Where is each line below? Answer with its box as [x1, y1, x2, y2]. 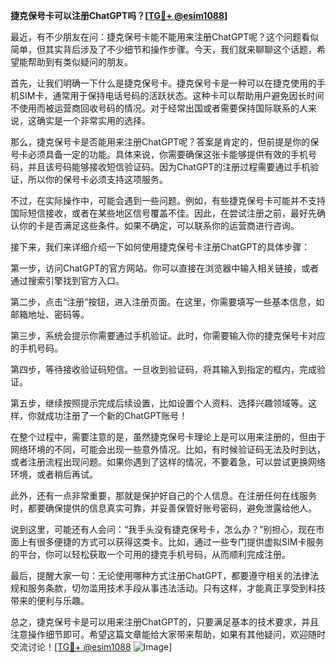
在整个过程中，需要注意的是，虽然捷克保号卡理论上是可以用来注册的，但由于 [10, 431, 326, 443]
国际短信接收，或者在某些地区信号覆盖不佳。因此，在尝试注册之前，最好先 [10, 207, 317, 219]
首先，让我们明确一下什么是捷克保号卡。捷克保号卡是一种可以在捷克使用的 [10, 77, 317, 89]
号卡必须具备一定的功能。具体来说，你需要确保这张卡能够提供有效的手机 [10, 149, 308, 160]
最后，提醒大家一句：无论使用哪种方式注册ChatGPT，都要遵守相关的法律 [10, 570, 311, 581]
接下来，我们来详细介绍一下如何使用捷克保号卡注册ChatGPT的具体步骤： [10, 241, 311, 253]
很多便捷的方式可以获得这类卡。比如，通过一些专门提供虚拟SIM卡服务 [36, 536, 325, 548]
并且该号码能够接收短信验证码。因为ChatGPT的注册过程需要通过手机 [27, 161, 311, 173]
